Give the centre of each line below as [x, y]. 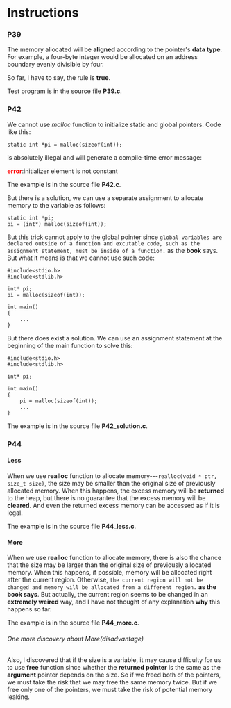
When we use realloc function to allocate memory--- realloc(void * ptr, [112, 476]
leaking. [18, 697]
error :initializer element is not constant [62, 171]
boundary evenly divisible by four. [55, 65]
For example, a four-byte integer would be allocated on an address [102, 57]
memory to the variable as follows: [57, 205]
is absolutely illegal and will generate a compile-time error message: [105, 157]
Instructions [43, 13]
